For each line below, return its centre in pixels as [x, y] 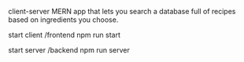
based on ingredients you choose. [63, 20]
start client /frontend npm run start [64, 35]
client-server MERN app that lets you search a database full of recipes [122, 11]
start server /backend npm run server [69, 50]
